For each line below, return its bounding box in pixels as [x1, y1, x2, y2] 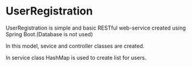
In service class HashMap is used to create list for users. [5, 54, 147, 61]
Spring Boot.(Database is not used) [5, 30, 93, 37]
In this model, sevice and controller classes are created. [5, 42, 145, 49]
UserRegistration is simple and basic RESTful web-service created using [5, 24, 186, 31]
